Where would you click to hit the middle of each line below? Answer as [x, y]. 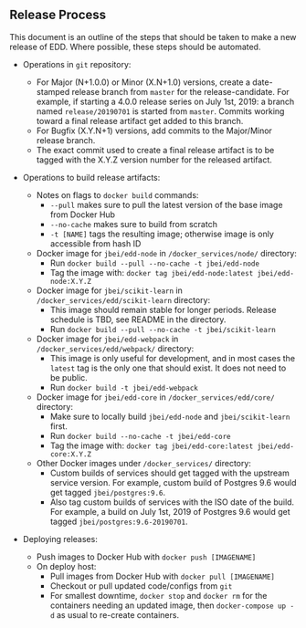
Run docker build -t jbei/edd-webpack [124, 387]
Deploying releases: [60, 539]
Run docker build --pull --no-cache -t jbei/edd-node [155, 263]
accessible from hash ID [95, 243]
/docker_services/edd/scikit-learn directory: [123, 299]
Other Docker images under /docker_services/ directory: [143, 463]
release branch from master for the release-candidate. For [180, 91]
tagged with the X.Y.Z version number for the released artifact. [154, 160]
